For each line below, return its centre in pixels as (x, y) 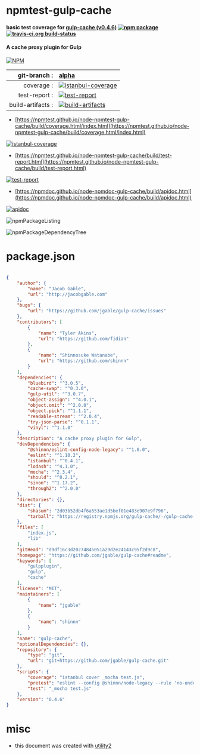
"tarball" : (41, 516)
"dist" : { (29, 505)
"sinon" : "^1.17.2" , (53, 483)
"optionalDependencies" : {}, (53, 644)
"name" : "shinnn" (60, 622)
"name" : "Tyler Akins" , (67, 333)
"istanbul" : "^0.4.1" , (56, 461)
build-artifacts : (31, 105)
